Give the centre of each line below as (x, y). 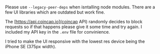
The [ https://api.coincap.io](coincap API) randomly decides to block (74, 22)
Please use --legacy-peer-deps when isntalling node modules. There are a (80, 7)
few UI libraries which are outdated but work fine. (55, 12)
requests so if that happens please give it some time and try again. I (74, 27)
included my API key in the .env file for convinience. (58, 32)
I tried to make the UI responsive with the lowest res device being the (75, 41)
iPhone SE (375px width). (31, 46)
